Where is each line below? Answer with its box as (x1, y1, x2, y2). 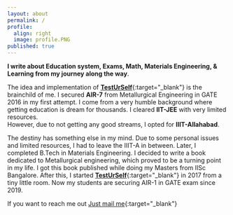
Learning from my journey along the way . (7, 69, 129, 78)
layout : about (7, 10, 49, 18)
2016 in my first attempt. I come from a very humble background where (7, 98, 213, 106)
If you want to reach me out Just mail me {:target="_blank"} (7, 200, 178, 207)
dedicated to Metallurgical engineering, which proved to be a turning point (7, 156, 222, 165)
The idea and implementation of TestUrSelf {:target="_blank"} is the (7, 83, 203, 91)
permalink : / (7, 17, 45, 24)
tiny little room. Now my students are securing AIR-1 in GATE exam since (7, 179, 216, 186)
